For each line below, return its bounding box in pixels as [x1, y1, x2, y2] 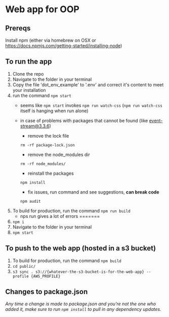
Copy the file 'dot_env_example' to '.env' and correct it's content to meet [12, 81, 164, 87]
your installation [12, 87, 47, 93]
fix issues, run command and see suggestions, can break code [27, 189, 159, 195]
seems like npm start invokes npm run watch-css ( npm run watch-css [20, 102, 163, 108]
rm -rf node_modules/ [20, 161, 66, 166]
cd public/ [12, 264, 36, 269]
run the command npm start [12, 92, 72, 99]
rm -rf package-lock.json [20, 142, 75, 148]
